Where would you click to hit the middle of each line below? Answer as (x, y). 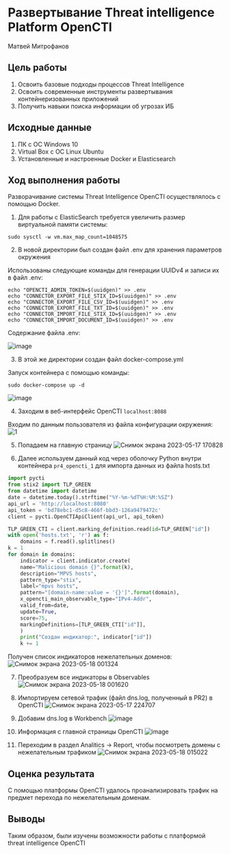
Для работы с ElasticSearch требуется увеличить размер (101, 217)
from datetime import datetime (52, 491)
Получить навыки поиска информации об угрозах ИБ (95, 106)
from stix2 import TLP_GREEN (49, 485)
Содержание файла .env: (44, 333)
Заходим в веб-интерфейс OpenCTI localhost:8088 (92, 411)
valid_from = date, (45, 605)
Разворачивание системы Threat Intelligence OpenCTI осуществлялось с (114, 197)
